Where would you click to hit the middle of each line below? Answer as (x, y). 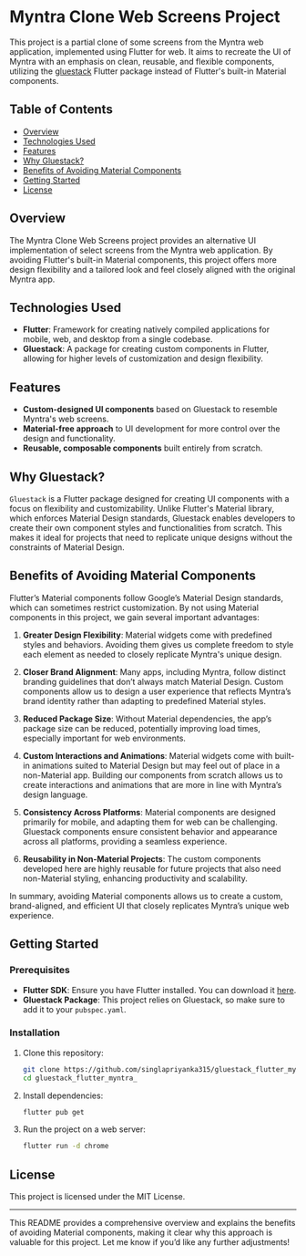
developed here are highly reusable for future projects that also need (152, 868)
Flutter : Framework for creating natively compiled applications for (146, 329)
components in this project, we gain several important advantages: (134, 617)
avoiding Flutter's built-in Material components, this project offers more (143, 260)
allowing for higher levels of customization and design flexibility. (143, 358)
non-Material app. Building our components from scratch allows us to (153, 775)
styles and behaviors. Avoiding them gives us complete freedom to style (158, 644)
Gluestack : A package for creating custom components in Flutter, (146, 349)
